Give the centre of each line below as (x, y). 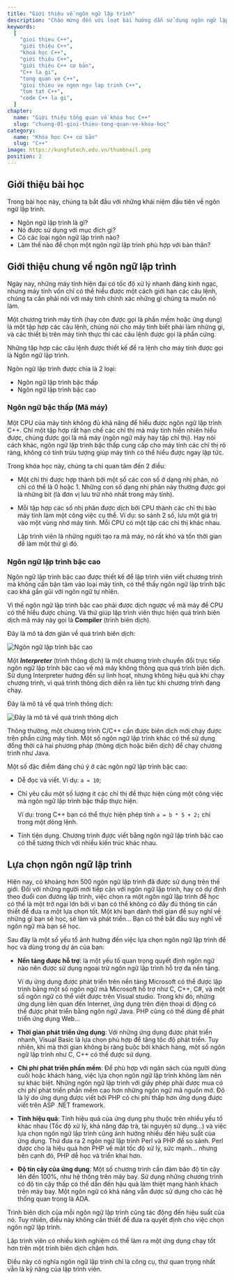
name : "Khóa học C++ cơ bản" (56, 137)
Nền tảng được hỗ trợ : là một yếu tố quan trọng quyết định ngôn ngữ (116, 960)
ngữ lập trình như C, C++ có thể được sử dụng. (84, 1054)
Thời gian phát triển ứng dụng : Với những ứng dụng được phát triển (115, 1032)
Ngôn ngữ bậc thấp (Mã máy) (57, 408)
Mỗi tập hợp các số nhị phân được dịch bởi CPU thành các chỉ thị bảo (117, 507)
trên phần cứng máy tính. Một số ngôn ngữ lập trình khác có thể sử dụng (111, 738)
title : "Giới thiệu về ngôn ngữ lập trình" (71, 14)
